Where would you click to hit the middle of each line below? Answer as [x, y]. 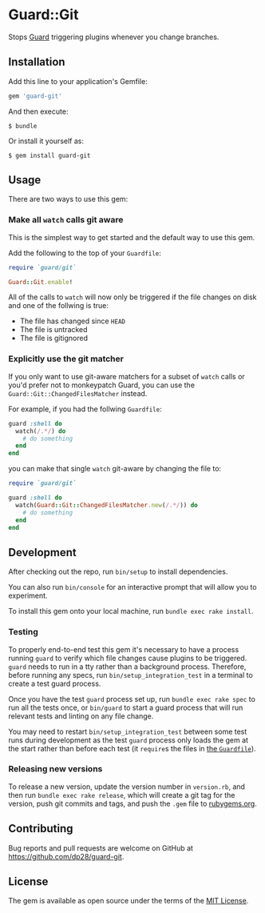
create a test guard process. [55, 683]
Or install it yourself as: [46, 141]
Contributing [41, 829]
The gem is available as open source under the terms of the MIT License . [129, 901]
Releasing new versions [55, 769]
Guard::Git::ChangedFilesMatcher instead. [78, 393]
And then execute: [38, 111]
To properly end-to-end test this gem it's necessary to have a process [124, 649]
